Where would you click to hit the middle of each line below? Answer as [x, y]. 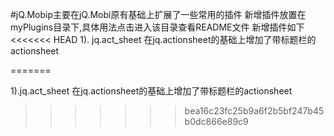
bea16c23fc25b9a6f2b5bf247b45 [254, 111]
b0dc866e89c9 [216, 121]
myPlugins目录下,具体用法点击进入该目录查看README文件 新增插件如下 [157, 27]
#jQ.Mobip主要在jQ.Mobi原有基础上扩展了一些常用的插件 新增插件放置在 [158, 14]
